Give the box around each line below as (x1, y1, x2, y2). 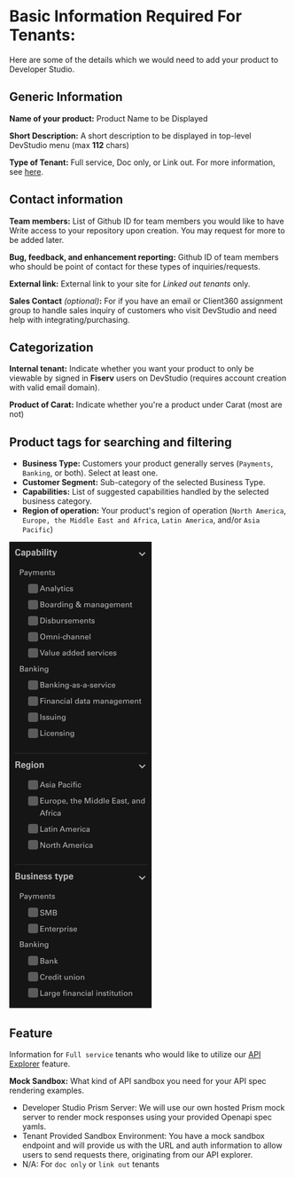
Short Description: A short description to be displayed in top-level (9, 130, 252, 141)
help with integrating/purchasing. (9, 314, 130, 325)
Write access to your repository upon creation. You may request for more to (9, 224, 285, 236)
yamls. (21, 1121, 47, 1132)
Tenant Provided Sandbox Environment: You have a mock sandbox (21, 1131, 266, 1141)
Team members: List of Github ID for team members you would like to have (9, 216, 285, 226)
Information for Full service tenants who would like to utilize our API (9, 1049, 261, 1059)
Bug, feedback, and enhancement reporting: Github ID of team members (9, 251, 279, 263)
